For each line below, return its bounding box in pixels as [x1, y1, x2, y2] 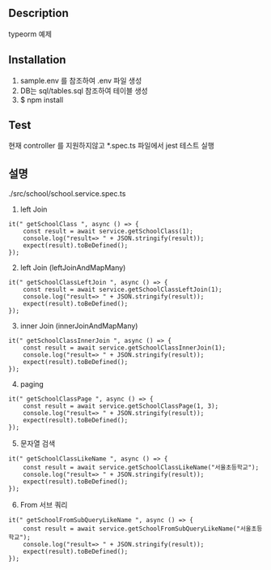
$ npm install [19, 95, 64, 105]
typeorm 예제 [8, 28, 53, 39]
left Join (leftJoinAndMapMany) [19, 263, 126, 272]
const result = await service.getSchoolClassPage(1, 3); [23, 402, 219, 410]
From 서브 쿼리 [19, 500, 68, 510]
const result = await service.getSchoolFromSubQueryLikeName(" [23, 525, 241, 534]
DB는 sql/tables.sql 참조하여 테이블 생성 [19, 85, 148, 96]
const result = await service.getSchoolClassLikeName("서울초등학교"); [23, 464, 260, 472]
